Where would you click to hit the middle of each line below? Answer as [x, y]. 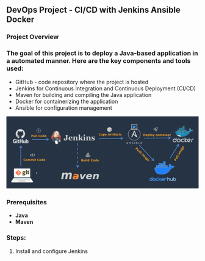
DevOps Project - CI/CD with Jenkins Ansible [94, 10]
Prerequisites [27, 202]
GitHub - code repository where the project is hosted [81, 82]
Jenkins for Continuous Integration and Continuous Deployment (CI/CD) [106, 88]
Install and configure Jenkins [52, 251]
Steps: [16, 238]
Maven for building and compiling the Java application [83, 95]
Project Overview [33, 37]
